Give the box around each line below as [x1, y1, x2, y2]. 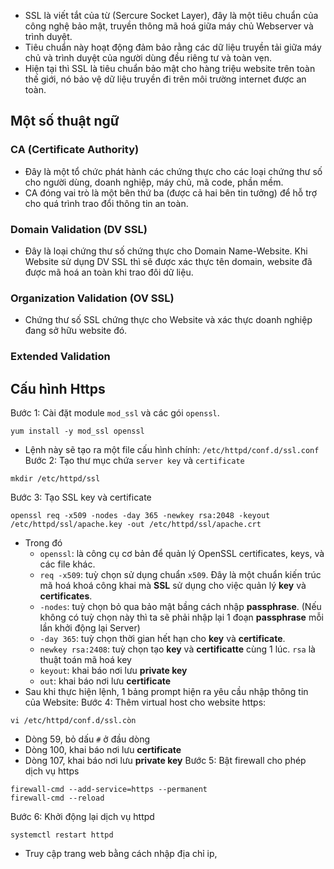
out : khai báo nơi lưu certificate [39, 675, 172, 687]
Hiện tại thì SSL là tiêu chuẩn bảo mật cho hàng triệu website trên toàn [24, 63, 316, 74]
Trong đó [24, 537, 63, 549]
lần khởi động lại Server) [39, 622, 141, 634]
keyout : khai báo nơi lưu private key [39, 665, 188, 677]
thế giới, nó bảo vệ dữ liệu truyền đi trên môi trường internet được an [24, 73, 307, 85]
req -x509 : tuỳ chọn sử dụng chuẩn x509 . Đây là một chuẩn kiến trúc [39, 569, 322, 581]
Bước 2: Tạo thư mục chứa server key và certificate [24, 455, 245, 467]
